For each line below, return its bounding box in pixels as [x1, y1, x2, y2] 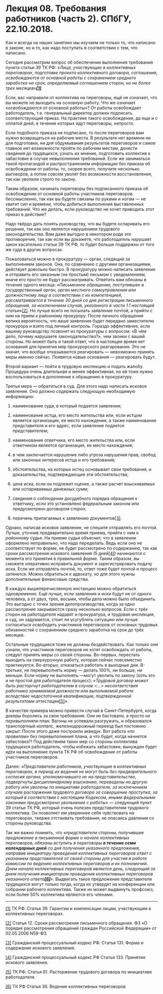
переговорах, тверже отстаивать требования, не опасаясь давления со [5, 815, 154, 821]
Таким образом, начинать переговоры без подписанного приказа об [5, 185, 148, 191]
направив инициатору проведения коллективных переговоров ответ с [5, 850, 152, 856]
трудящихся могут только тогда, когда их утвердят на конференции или [5, 881, 155, 887]
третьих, [5, 667, 23, 673]
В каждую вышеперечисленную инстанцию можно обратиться [5, 586, 137, 591]
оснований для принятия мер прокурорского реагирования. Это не [5, 343, 146, 350]
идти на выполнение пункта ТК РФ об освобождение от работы [5, 749, 137, 755]
